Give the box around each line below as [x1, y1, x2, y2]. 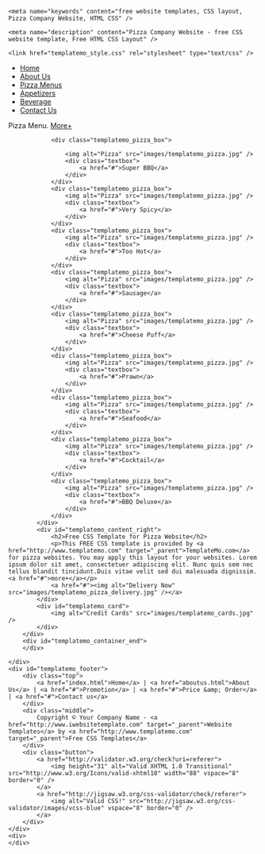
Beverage [19, 97, 52, 107]
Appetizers [19, 88, 56, 98]
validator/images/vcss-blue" [8, 804, 105, 812]
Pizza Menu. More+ [8, 121, 73, 130]
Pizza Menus [19, 80, 63, 89]
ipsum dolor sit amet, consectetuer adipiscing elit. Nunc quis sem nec [8, 561, 254, 569]
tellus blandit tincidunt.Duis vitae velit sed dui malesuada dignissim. [8, 568, 258, 576]
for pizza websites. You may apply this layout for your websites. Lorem [8, 553, 258, 561]
